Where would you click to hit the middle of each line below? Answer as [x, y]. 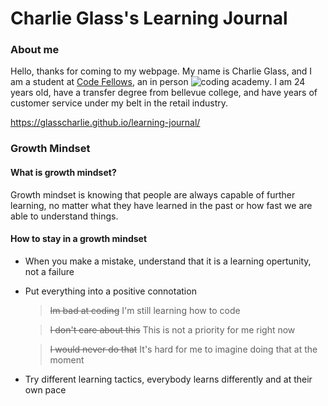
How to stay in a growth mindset [79, 239]
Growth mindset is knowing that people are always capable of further [153, 194]
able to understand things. [64, 216]
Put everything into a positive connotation [110, 291]
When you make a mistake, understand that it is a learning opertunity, [168, 261]
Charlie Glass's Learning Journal [149, 18]
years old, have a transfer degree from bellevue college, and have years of [164, 93]
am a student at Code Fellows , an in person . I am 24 [158, 82]
